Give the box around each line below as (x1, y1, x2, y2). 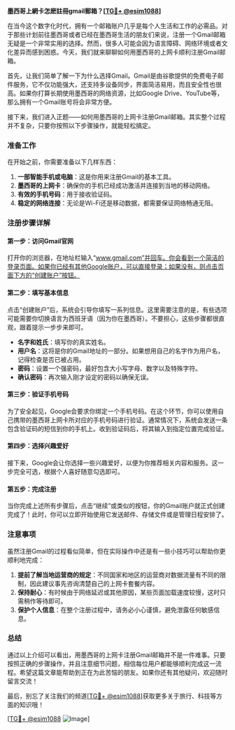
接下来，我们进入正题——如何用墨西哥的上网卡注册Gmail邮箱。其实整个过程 (7, 113, 226, 121)
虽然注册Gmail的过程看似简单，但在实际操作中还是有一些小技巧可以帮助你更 (7, 547, 226, 555)
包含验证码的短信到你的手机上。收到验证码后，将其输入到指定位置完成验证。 (7, 424, 228, 433)
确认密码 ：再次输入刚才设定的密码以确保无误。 (17, 372, 152, 381)
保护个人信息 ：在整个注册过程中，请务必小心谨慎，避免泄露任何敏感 (17, 605, 214, 614)
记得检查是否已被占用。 (17, 355, 85, 363)
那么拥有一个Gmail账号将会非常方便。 (7, 98, 116, 106)
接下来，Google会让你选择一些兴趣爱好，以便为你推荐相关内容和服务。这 (7, 458, 218, 468)
